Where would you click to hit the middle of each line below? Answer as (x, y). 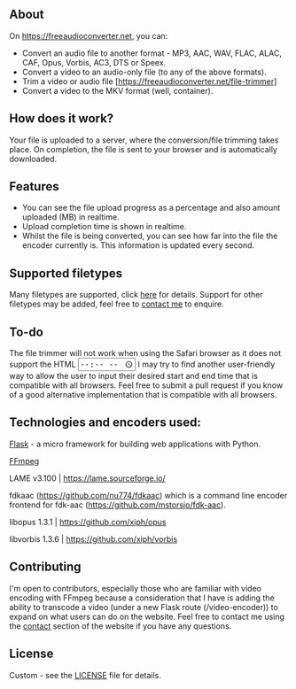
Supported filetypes (66, 273)
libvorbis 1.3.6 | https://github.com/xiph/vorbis (93, 538)
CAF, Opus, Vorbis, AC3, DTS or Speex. (94, 62)
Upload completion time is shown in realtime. (104, 227)
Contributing (45, 567)
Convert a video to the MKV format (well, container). (117, 90)
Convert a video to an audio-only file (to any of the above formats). (144, 72)
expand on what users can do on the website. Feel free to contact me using (147, 616)
